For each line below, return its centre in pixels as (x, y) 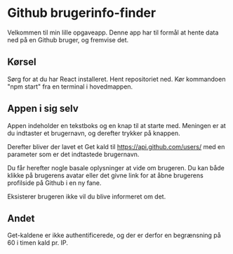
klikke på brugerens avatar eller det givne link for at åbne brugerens (105, 175)
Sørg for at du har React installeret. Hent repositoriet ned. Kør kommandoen (116, 79)
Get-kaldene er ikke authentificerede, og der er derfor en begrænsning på (114, 235)
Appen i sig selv (43, 109)
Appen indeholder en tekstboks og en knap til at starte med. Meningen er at (116, 125)
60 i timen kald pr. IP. (38, 243)
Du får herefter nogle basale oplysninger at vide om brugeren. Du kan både (116, 167)
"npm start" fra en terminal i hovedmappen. (70, 87)
